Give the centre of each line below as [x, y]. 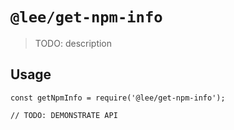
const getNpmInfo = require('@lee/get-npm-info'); [118, 98]
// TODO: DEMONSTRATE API [64, 115]
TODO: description [73, 43]
